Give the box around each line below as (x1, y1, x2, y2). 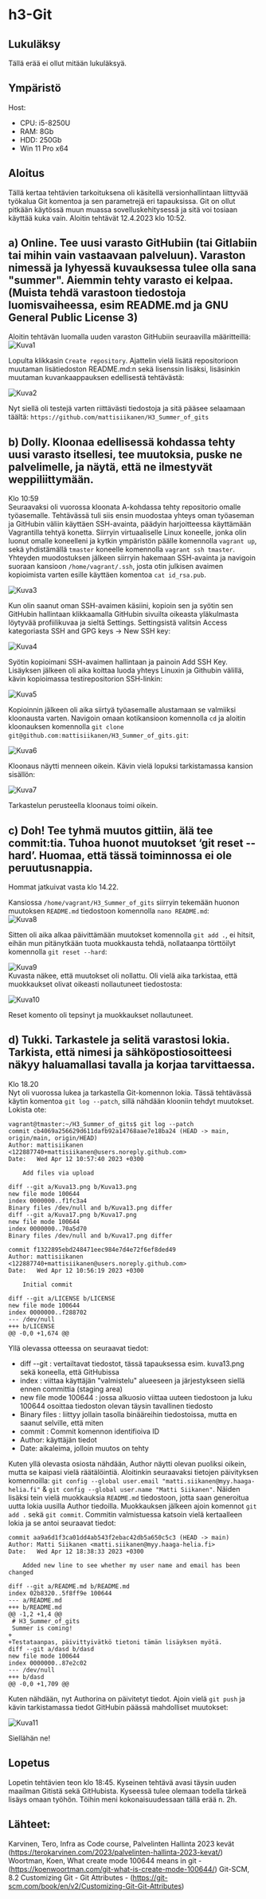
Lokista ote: (8, 1104, 47, 1114)
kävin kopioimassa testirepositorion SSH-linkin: (8, 674, 163, 684)
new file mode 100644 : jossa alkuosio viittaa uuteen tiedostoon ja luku (19, 1392, 252, 1402)
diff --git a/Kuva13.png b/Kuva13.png (8, 1183, 137, 1191)
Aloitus (8, 167, 45, 180)
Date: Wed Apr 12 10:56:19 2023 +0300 (8, 1266, 145, 1274)
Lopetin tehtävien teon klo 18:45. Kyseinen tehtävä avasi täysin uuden (8, 1777, 237, 1787)
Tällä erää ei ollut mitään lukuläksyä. (8, 58, 127, 68)
